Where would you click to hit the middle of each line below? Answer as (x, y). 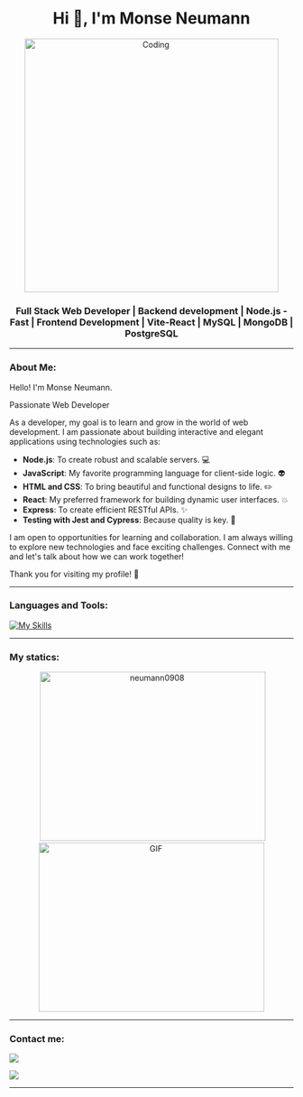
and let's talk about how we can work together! (97, 556)
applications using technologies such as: (85, 441)
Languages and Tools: (59, 605)
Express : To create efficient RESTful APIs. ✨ (105, 510)
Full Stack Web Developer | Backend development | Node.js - (151, 310)
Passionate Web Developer (60, 404)
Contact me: (37, 1039)
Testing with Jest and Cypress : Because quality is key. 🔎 (129, 520)
